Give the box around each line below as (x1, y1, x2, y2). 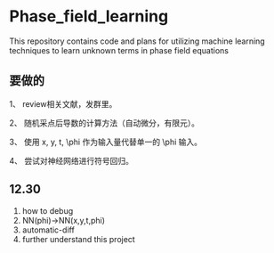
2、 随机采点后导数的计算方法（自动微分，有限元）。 (9, 118, 200, 128)
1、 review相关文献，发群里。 (9, 98, 117, 109)
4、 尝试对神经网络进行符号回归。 (9, 155, 133, 166)
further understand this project (21, 233, 135, 244)
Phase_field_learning (9, 6, 169, 27)
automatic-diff (21, 224, 76, 235)
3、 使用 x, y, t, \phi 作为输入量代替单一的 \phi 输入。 (9, 136, 203, 147)
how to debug (21, 205, 74, 216)
